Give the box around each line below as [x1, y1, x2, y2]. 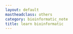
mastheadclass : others [5, 12, 52, 17]
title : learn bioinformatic [5, 21, 64, 26]
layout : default [5, 7, 39, 12]
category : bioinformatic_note [5, 16, 68, 21]
